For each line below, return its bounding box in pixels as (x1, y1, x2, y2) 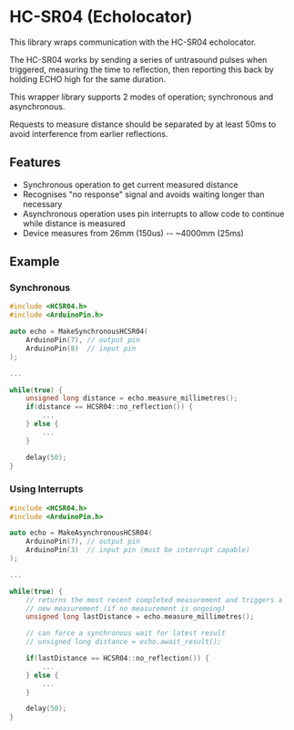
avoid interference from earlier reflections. (9, 128, 168, 139)
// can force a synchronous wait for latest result (25, 629, 226, 638)
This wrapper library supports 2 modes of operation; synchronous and (9, 91, 274, 102)
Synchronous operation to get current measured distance (22, 179, 238, 190)
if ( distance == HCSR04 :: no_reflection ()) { (25, 402, 194, 412)
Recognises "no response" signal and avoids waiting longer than (22, 189, 265, 200)
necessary (22, 198, 63, 209)
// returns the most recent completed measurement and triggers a (25, 595, 283, 604)
